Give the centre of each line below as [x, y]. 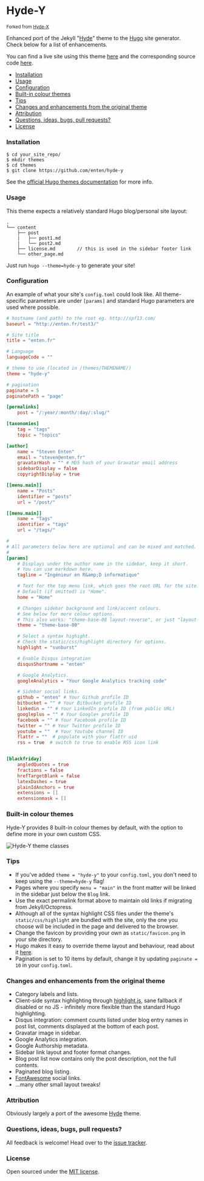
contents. [27, 1065]
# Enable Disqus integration [54, 658]
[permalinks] [23, 407]
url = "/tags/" [36, 530]
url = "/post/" [36, 502]
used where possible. [33, 307]
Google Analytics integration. [51, 1039]
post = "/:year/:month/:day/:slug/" [64, 413]
